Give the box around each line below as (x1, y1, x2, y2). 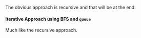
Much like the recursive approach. (5, 27, 78, 33)
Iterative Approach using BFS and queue (5, 16, 91, 22)
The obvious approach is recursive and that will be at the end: (5, 5, 136, 10)
